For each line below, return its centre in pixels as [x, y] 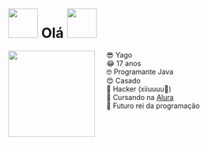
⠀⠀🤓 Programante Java [135, 72]
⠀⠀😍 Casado [118, 80]
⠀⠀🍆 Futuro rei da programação [148, 106]
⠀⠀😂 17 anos [119, 63]
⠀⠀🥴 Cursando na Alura [135, 97]
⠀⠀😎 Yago [114, 54]
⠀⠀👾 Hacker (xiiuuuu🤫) [134, 89]
